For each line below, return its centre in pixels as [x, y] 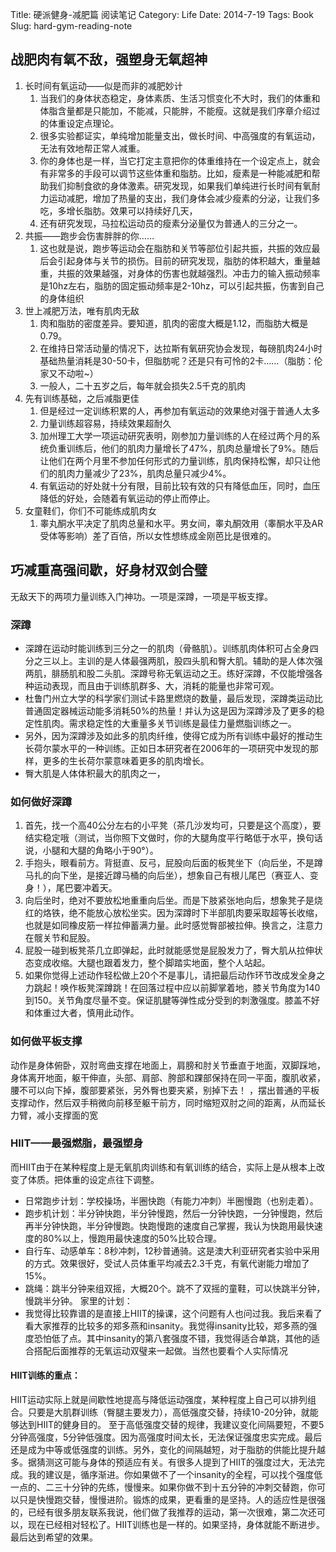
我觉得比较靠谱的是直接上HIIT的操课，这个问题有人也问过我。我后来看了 [173, 1313]
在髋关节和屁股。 [60, 938]
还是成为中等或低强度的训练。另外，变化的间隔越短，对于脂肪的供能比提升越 [168, 1450]
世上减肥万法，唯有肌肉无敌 [82, 310]
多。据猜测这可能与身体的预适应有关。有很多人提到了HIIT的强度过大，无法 [163, 1462]
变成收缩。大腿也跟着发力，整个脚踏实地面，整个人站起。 [152, 963]
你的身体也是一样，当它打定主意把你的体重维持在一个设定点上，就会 [180, 160]
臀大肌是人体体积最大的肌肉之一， [95, 773]
